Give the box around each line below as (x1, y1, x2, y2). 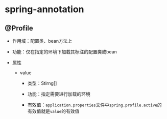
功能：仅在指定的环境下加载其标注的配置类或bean (12, 49, 117, 54)
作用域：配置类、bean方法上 (12, 38, 73, 44)
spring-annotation (5, 4, 85, 15)
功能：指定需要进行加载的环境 (27, 91, 90, 97)
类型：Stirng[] (27, 80, 57, 86)
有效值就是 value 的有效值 (27, 108, 80, 114)
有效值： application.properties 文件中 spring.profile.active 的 (27, 102, 162, 108)
